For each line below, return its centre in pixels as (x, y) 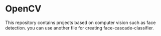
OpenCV (23, 9)
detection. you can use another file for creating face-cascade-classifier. (79, 27)
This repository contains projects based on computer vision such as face (80, 22)
